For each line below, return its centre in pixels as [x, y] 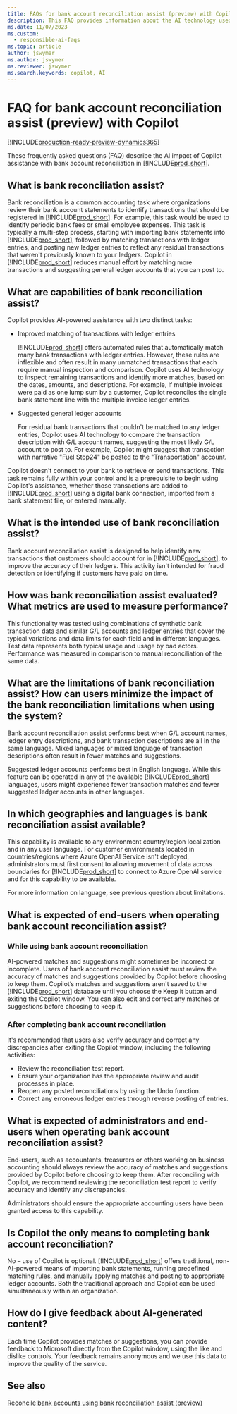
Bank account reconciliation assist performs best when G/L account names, [117, 733]
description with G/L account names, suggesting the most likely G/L [116, 442]
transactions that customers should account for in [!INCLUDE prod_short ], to [117, 558]
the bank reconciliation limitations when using [111, 705]
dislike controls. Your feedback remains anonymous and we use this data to [117, 1356]
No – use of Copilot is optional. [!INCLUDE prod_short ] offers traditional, [111, 1261]
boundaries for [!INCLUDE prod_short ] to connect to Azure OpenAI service [115, 872]
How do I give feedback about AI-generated [105, 1313]
